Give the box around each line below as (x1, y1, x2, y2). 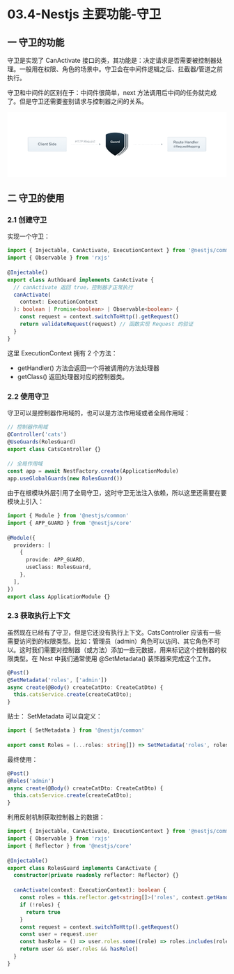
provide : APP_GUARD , (25, 556, 86, 563)
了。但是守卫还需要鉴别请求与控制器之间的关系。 (7, 97, 148, 105)
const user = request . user (19, 931, 98, 938)
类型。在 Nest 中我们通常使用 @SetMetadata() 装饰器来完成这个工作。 (13, 654, 215, 663)
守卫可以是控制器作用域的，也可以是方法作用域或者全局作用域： (7, 409, 190, 417)
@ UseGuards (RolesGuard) (7, 438, 77, 445)
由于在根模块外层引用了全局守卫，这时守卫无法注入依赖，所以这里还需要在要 (7, 489, 227, 496)
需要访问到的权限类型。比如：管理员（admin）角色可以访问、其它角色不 (7, 637, 214, 645)
